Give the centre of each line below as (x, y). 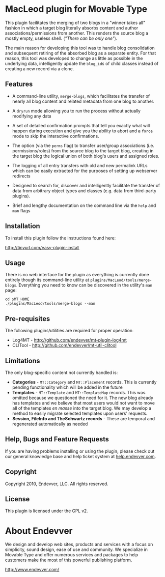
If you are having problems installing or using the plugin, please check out (80, 451)
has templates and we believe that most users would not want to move (83, 403)
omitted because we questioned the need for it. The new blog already (83, 398)
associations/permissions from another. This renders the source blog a (77, 33)
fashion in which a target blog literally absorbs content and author (72, 28)
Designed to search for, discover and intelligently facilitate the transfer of (86, 185)
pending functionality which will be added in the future (67, 387)
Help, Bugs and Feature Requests (57, 439)
